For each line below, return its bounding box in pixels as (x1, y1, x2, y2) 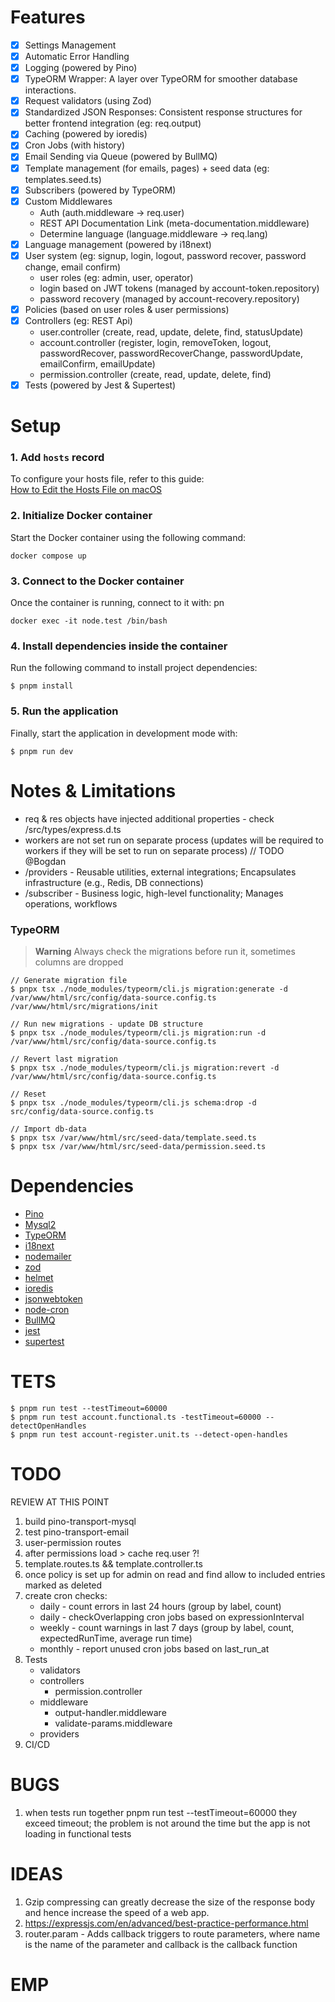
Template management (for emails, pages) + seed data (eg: (24, 162, 270, 174)
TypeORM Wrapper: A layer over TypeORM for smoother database (24, 73, 298, 85)
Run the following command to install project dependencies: (10, 662, 258, 674)
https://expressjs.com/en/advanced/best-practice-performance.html (24, 1917, 309, 1929)
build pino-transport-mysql (24, 1515, 137, 1527)
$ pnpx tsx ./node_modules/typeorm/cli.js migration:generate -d (10, 984, 288, 994)
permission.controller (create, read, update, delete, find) (39, 368, 272, 380)
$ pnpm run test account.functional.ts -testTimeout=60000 (10, 1412, 262, 1422)
